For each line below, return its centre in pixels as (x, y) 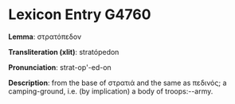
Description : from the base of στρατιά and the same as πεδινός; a (117, 83)
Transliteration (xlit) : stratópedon (64, 52)
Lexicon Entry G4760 (80, 15)
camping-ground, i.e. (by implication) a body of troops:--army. (111, 91)
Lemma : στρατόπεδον (45, 37)
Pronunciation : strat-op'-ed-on (60, 67)
